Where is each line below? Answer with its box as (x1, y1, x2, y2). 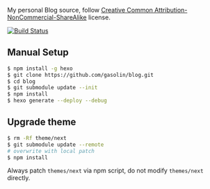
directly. (7, 174, 31, 182)
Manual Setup (7, 46, 70, 58)
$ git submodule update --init (7, 84, 98, 91)
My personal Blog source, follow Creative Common (7, 6, 153, 14)
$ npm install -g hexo (7, 65, 73, 72)
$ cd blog (7, 78, 36, 85)
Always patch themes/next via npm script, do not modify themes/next (7, 166, 204, 175)
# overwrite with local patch (7, 147, 95, 154)
